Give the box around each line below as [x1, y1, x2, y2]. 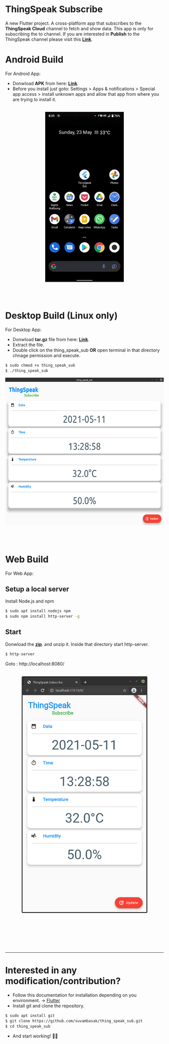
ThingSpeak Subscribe [5, 4, 103, 15]
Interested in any [5, 965, 77, 976]
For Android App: [5, 71, 41, 77]
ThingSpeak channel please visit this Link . [5, 36, 93, 42]
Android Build [5, 54, 64, 66]
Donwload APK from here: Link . [12, 80, 79, 86]
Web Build [5, 553, 49, 565]
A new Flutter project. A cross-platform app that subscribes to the [5, 20, 142, 26]
